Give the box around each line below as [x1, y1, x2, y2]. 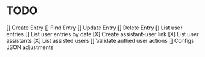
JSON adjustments [6, 44, 54, 51]
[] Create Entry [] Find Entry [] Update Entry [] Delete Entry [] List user [6, 24, 183, 31]
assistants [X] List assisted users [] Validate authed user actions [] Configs [6, 37, 195, 44]
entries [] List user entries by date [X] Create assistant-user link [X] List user [6, 30, 199, 37]
